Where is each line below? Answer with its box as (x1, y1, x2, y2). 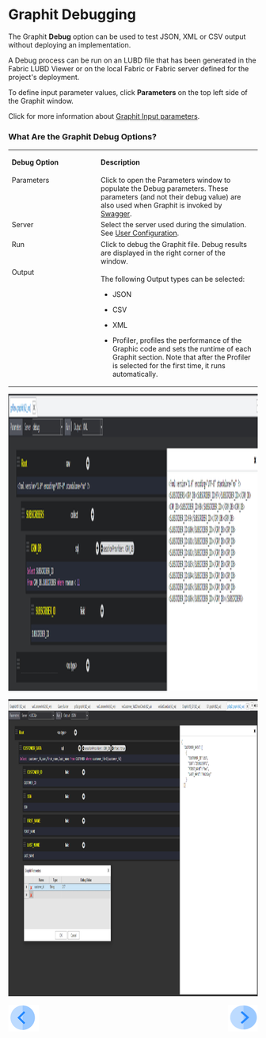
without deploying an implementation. (8, 40, 131, 49)
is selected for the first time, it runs (112, 360, 226, 370)
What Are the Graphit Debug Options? (8, 131, 157, 142)
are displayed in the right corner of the (100, 248, 226, 257)
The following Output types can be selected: (100, 274, 245, 283)
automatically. (112, 369, 158, 378)
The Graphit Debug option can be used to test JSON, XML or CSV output (8, 32, 246, 41)
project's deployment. (8, 72, 80, 82)
